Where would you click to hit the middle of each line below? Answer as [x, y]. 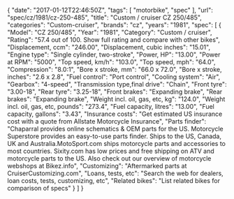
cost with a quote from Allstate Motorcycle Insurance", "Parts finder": [107, 121]
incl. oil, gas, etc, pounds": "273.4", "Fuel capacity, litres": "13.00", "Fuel [111, 106]
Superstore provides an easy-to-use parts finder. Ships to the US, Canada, [115, 136]
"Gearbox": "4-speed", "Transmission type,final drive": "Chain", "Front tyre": [117, 84]
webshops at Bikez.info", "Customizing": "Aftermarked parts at [97, 166]
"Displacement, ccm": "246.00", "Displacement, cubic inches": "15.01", [109, 47]
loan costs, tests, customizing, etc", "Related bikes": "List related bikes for [114, 180]
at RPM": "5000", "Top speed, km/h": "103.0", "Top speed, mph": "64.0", [111, 62]
